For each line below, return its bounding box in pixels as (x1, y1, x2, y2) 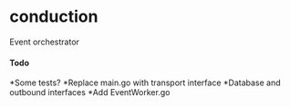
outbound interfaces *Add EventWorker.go (9, 87, 171, 98)
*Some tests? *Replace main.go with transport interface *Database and (9, 77, 281, 88)
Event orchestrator (9, 36, 80, 47)
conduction (9, 6, 98, 27)
